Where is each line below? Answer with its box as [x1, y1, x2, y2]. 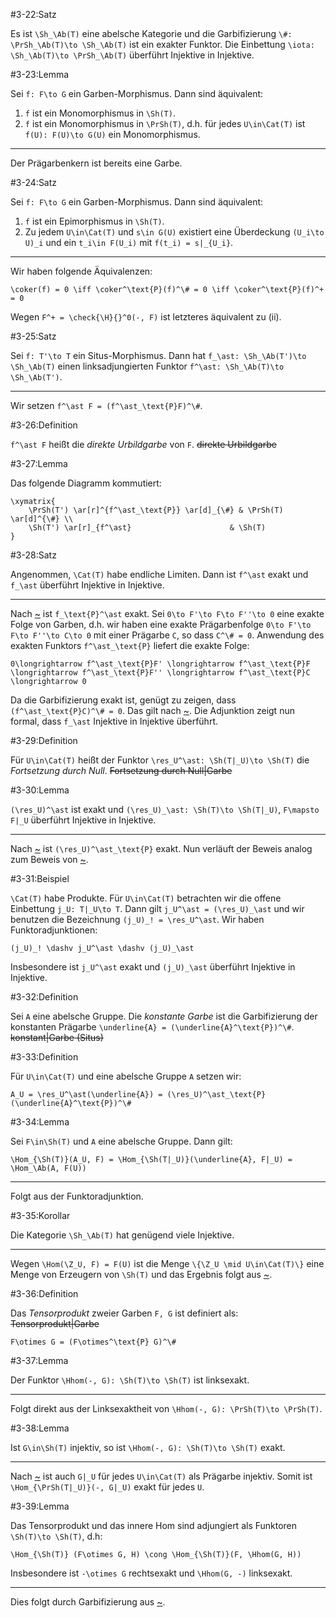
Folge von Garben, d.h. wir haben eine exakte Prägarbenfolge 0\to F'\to [10, 619, 312, 630]
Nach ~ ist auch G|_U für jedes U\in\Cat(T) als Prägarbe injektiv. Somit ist [10, 1470, 313, 1482]
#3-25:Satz [10, 330, 57, 342]
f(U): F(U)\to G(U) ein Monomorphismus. [24, 129, 201, 140]
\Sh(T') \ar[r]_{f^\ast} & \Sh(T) [28, 523, 267, 533]
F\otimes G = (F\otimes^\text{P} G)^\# [10, 1337, 177, 1347]
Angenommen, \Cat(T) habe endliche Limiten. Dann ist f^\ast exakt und [10, 569, 309, 580]
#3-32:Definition [10, 991, 79, 1003]
